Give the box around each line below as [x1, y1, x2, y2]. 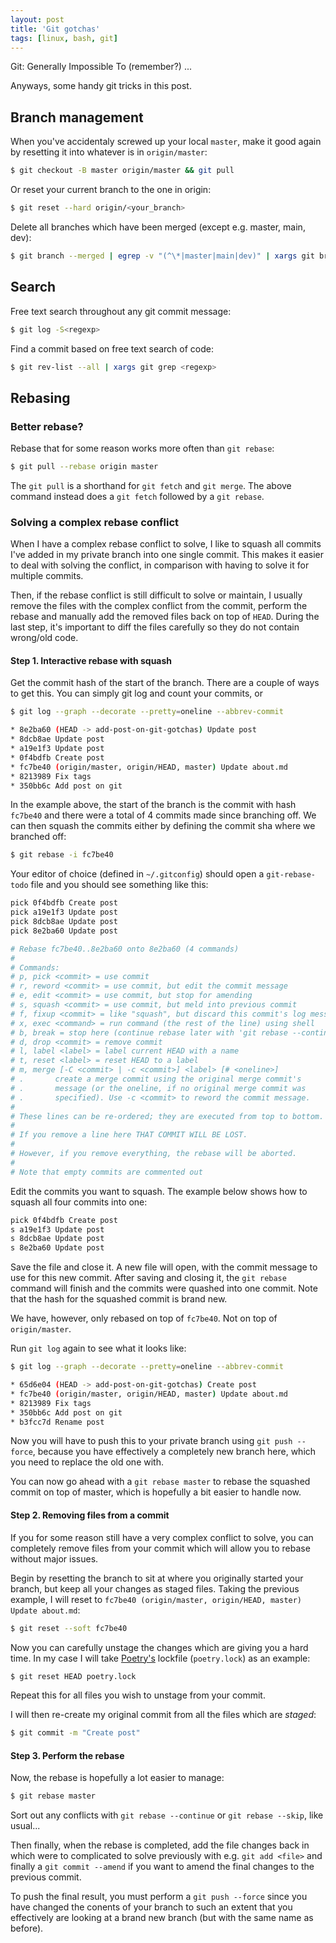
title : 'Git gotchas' [10, 24, 101, 34]
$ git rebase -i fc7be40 [10, 850, 114, 860]
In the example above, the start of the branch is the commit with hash [10, 799, 297, 811]
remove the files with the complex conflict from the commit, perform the [10, 600, 308, 612]
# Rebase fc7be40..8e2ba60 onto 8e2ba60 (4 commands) [10, 944, 240, 954]
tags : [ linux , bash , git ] [10, 33, 118, 43]
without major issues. [10, 1552, 99, 1565]
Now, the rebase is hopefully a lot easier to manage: [10, 1772, 225, 1784]
